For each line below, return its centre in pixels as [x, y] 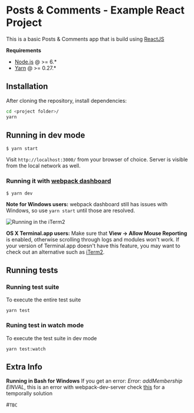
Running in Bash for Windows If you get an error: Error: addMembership [94, 381]
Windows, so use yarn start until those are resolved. [71, 210]
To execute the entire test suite [44, 300]
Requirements [24, 50]
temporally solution [29, 394]
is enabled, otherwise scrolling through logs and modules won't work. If [93, 239]
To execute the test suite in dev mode [51, 338]
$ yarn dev [19, 193]
